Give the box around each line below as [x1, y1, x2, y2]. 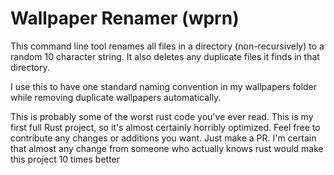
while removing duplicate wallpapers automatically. [10, 91, 222, 103]
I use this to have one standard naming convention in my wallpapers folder [10, 80, 318, 92]
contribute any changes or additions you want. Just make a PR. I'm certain [10, 132, 317, 144]
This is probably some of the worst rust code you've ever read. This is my [10, 110, 314, 122]
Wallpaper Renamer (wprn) [10, 7, 240, 30]
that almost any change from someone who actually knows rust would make [10, 142, 324, 154]
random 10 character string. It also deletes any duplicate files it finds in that [10, 50, 320, 62]
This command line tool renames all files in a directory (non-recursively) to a [10, 40, 325, 52]
